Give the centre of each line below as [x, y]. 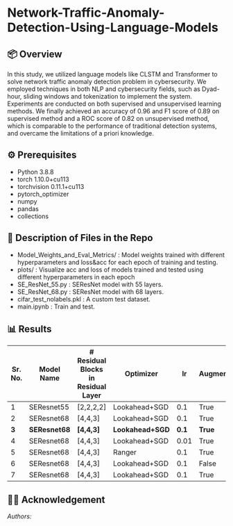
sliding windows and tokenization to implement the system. [107, 96]
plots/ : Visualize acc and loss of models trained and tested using [110, 270]
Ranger [125, 452]
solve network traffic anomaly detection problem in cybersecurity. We [107, 82]
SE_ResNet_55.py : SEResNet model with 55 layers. [90, 284]
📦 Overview [35, 54]
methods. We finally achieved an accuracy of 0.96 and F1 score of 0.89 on [113, 111]
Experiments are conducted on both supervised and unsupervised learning [114, 104]
